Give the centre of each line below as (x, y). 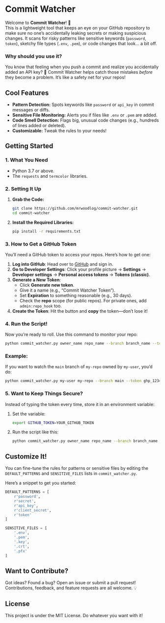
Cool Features (27, 93)
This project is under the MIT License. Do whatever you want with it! (74, 616)
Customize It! (26, 456)
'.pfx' (21, 551)
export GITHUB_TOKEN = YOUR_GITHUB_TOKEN (53, 423)
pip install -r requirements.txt (46, 231)
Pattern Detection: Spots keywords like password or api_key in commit (83, 105)
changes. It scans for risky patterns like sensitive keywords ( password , (76, 38)
